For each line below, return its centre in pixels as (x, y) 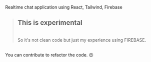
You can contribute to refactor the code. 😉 (49, 55)
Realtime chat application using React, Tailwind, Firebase (64, 7)
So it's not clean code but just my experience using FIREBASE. (82, 40)
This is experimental (50, 23)
